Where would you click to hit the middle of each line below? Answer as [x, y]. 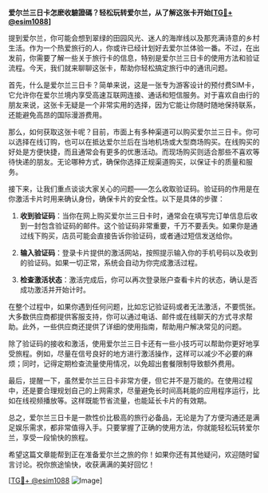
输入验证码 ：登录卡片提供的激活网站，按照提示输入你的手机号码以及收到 [138, 252]
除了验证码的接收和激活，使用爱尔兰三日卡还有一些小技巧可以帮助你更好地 [130, 344]
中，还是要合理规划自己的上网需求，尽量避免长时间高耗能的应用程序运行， [130, 390]
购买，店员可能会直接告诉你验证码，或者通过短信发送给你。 [139, 236]
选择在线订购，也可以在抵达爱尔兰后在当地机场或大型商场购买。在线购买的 [137, 142]
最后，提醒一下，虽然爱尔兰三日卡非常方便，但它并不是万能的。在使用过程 [130, 380]
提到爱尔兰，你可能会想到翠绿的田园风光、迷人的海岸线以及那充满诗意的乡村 [134, 38]
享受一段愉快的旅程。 [57, 437]
